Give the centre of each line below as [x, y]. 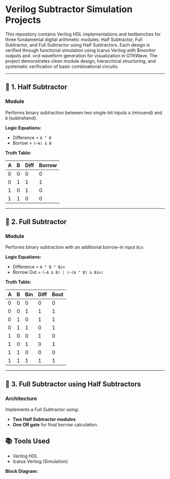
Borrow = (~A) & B [32, 143]
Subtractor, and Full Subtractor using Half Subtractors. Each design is [78, 45]
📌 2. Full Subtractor [36, 222]
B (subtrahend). [21, 118]
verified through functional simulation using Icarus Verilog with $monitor [80, 50]
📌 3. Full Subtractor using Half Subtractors [73, 384]
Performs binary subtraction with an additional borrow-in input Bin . [75, 247]
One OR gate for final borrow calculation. [55, 425]
